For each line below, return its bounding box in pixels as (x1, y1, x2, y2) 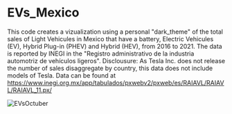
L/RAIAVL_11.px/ (7, 86, 52, 94)
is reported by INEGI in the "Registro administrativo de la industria (7, 49, 195, 58)
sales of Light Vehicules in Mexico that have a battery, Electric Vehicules (7, 34, 214, 43)
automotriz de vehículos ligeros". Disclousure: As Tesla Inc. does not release (7, 56, 226, 65)
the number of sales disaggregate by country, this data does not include (7, 64, 213, 72)
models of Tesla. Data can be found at (7, 71, 116, 80)
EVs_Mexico (7, 5, 80, 21)
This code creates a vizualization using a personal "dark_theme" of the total (7, 27, 224, 36)
